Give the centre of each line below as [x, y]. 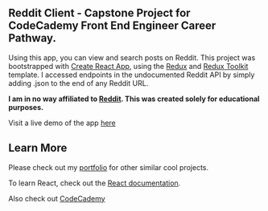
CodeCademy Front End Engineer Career [112, 26]
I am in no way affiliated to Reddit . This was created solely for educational [134, 99]
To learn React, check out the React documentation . [95, 183]
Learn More [38, 148]
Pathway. [32, 38]
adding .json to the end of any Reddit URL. [78, 83]
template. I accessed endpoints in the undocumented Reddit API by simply [132, 75]
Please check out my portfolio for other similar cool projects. [109, 167]
